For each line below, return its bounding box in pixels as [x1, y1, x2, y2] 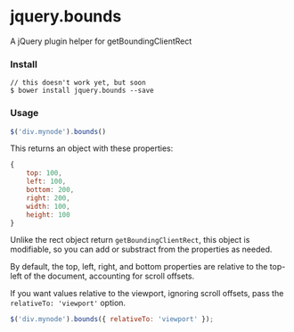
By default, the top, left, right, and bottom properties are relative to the [10, 261, 268, 272]
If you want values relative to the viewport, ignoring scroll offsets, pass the [10, 288, 284, 299]
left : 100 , [26, 177, 67, 187]
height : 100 [26, 210, 70, 220]
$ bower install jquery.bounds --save [10, 87, 154, 95]
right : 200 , [26, 194, 70, 203]
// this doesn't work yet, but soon [10, 79, 146, 87]
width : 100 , [26, 202, 70, 211]
